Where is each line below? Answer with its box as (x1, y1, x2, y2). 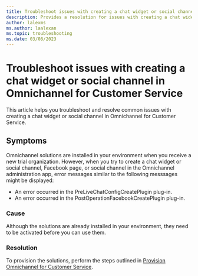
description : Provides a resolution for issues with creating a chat (6, 14, 181, 20)
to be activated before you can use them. (6, 229, 106, 236)
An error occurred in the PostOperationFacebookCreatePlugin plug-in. (14, 194, 186, 202)
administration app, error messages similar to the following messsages (6, 170, 178, 177)
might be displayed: (6, 177, 54, 184)
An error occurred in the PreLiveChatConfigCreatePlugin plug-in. (14, 188, 173, 195)
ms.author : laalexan (6, 25, 57, 31)
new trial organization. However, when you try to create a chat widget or (6, 158, 181, 165)
